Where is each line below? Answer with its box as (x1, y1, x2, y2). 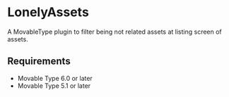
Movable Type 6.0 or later (17, 74, 93, 82)
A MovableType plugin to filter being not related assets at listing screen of (7, 27, 223, 36)
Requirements (7, 56, 71, 67)
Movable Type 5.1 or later (17, 82, 91, 90)
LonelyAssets (7, 4, 90, 20)
